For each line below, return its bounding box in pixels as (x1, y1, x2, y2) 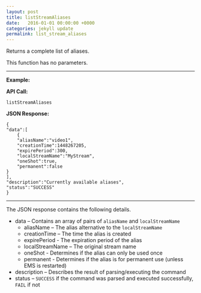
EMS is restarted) (23, 262, 67, 270)
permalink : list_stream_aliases (6, 31, 87, 37)
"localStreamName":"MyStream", (17, 153, 95, 159)
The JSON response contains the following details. (6, 206, 132, 213)
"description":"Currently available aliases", (6, 179, 124, 186)
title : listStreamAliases (6, 14, 71, 20)
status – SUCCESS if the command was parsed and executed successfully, (14, 275, 194, 282)
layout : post (6, 8, 39, 15)
